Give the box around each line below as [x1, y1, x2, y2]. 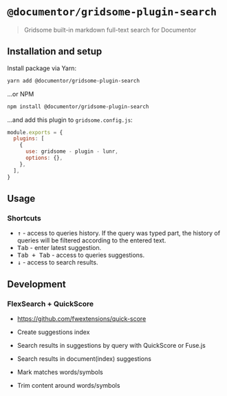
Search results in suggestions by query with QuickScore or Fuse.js [17, 341, 206, 349]
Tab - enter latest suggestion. [17, 244, 102, 252]
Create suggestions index [17, 328, 90, 336]
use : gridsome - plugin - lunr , [25, 148, 118, 155]
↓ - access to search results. [17, 258, 98, 267]
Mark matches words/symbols [17, 368, 103, 376]
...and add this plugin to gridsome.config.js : [7, 116, 133, 124]
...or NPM [7, 90, 34, 98]
